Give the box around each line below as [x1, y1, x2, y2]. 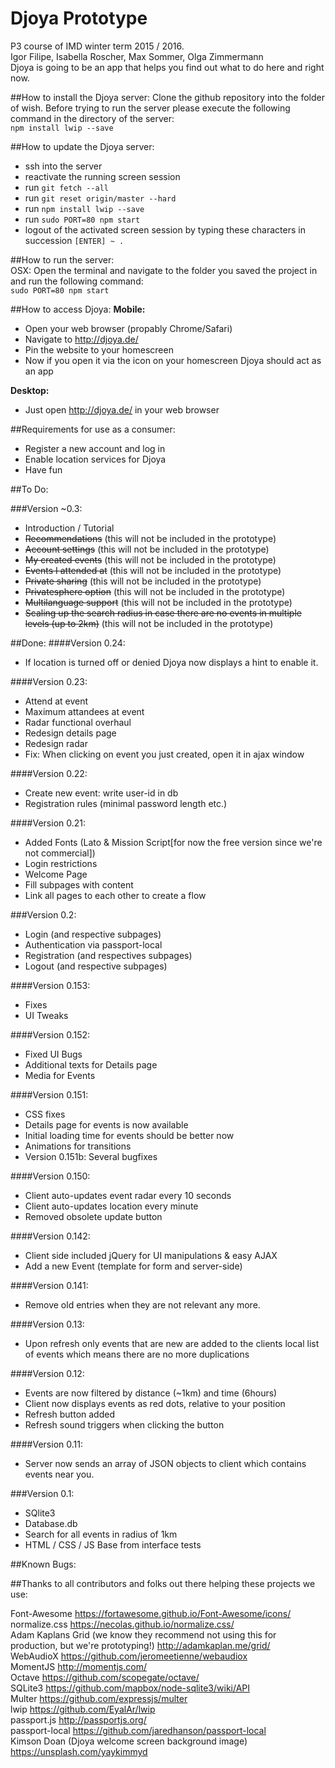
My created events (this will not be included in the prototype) [24, 553, 277, 566]
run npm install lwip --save [24, 202, 145, 214]
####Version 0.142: [10, 1230, 91, 1242]
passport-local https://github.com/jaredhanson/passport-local [10, 1724, 267, 1736]
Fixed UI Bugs [24, 1048, 83, 1060]
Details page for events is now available [24, 1118, 189, 1131]
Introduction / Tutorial [24, 522, 115, 534]
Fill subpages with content [24, 878, 134, 891]
